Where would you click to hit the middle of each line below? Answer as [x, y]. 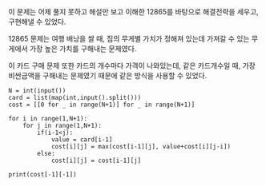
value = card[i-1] [82, 140]
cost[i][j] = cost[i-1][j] [96, 160]
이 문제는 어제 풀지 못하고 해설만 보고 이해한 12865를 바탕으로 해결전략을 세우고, [133, 12]
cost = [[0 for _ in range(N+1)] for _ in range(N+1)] [102, 105]
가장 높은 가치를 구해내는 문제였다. [83, 49]
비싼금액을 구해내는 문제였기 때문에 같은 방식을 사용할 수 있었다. [108, 75]
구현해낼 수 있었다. [37, 22]
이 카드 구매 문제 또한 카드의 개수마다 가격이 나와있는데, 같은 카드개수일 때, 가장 [132, 65]
